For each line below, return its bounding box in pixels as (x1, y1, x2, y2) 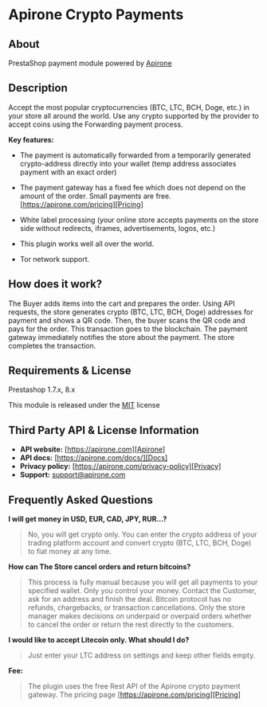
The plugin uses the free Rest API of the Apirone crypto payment (27, 682, 241, 691)
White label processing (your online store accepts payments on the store (19, 215, 259, 225)
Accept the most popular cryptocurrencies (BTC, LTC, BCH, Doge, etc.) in (8, 102, 249, 112)
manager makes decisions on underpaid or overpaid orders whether (27, 611, 253, 621)
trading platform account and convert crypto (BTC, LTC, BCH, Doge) (27, 538, 252, 548)
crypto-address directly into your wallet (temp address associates (19, 158, 237, 168)
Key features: (8, 135, 54, 144)
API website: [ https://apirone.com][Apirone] (19, 444, 166, 455)
